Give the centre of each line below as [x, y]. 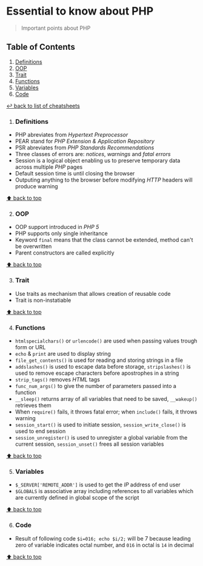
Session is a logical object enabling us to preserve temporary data [98, 161]
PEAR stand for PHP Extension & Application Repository [85, 141]
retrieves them [33, 405]
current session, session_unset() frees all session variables [89, 444]
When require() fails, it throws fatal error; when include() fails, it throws [106, 412]
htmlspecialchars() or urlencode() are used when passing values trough [106, 341]
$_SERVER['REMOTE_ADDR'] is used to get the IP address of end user [98, 485]
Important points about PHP [56, 28]
